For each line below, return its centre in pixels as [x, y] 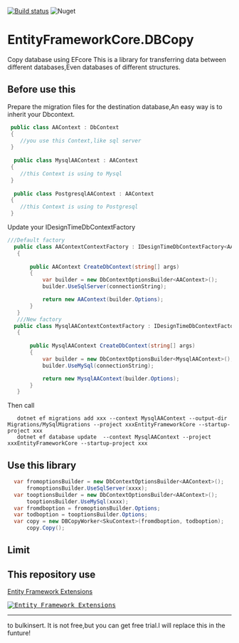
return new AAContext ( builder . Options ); [103, 299]
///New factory [39, 319]
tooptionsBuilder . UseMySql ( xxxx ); [78, 501]
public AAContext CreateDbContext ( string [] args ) [105, 267]
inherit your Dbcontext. [41, 114]
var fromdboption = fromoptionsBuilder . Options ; [87, 508]
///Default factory [36, 240]
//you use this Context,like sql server [81, 140]
